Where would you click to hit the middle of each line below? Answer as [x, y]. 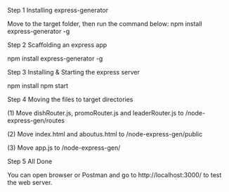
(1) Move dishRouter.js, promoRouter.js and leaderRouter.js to [96, 113]
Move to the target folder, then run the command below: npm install [105, 24]
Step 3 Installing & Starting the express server [74, 72]
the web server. [30, 183]
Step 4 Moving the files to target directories [70, 99]
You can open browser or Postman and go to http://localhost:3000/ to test [115, 175]
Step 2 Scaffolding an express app [57, 45]
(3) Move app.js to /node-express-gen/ [64, 148]
